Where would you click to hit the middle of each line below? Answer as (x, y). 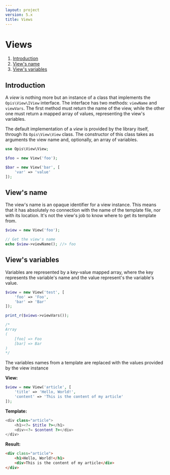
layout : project (22, 10)
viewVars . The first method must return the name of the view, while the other (85, 108)
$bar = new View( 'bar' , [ (32, 167)
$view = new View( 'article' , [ (38, 387)
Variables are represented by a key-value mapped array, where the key (79, 272)
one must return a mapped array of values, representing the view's (75, 114)
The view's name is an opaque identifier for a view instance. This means (81, 205)
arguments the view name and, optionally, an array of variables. (72, 140)
